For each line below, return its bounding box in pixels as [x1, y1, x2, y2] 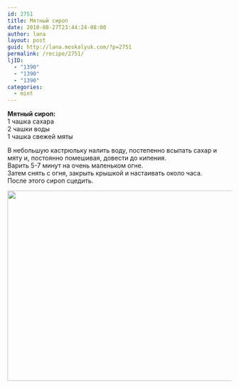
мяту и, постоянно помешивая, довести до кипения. [7, 154, 167, 163]
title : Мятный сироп [7, 17, 69, 24]
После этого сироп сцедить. [7, 176, 94, 185]
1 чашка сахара [7, 117, 55, 126]
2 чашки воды [7, 125, 50, 133]
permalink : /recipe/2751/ [7, 51, 84, 58]
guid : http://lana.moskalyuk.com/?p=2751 [7, 44, 132, 51]
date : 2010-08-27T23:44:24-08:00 [7, 24, 107, 31]
